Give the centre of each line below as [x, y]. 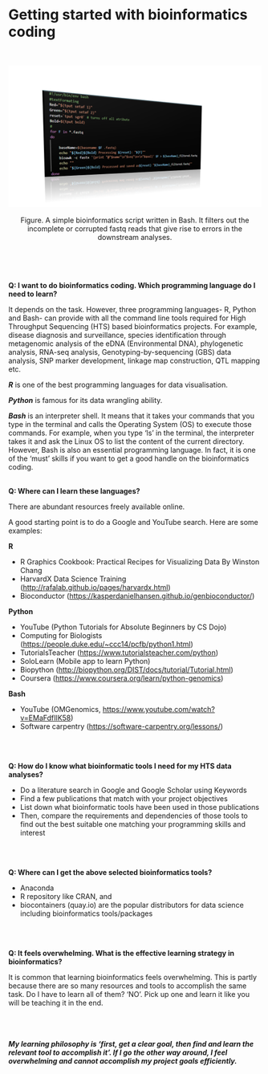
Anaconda [37, 888]
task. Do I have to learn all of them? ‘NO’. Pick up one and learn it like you [129, 995]
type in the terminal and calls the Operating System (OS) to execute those [130, 425]
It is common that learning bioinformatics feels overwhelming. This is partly [133, 978]
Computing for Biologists [61, 636]
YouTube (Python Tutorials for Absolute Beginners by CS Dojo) [123, 627]
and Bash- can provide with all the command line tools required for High [127, 318]
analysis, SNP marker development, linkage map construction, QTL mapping [134, 361]
